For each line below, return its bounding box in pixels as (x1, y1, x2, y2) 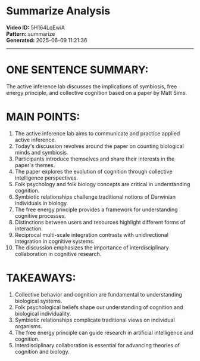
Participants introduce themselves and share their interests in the (14, 155, 175, 162)
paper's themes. (14, 161, 55, 168)
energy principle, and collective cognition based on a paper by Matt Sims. (6, 89, 187, 96)
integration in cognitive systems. (14, 237, 95, 245)
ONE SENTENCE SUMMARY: (6, 63, 149, 77)
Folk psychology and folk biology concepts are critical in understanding (14, 180, 190, 187)
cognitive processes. (14, 212, 67, 219)
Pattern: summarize (6, 30, 55, 37)
